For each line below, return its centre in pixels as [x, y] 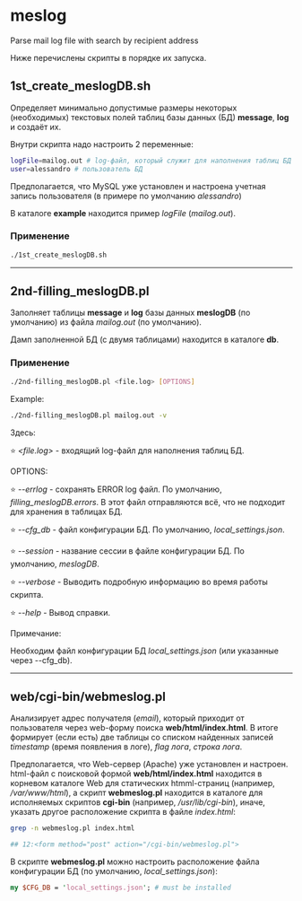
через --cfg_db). [41, 660]
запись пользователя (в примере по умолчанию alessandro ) [126, 196]
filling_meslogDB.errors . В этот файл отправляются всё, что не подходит [148, 502]
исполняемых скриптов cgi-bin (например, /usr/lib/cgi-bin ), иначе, [138, 802]
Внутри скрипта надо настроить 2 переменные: [102, 144]
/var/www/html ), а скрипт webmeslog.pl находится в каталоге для [137, 793]
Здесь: [23, 433]
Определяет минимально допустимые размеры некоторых [124, 108]
